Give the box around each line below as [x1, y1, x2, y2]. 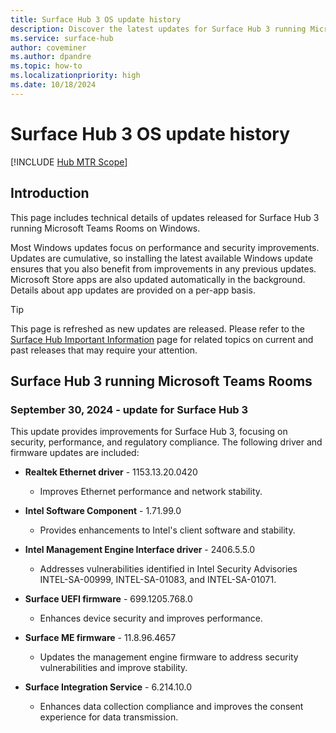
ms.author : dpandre [10, 52, 92, 62]
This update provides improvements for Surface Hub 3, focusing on [10, 426, 288, 438]
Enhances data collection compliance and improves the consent [39, 701, 304, 713]
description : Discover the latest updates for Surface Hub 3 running [10, 24, 307, 34]
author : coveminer [10, 42, 87, 53]
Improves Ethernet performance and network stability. [39, 486, 263, 498]
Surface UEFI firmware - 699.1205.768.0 [24, 593, 193, 605]
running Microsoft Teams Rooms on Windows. [10, 222, 201, 234]
